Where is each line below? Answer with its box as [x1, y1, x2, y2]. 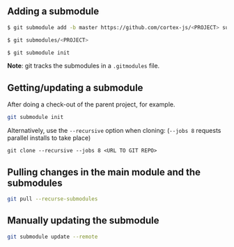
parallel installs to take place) [7, 134, 91, 142]
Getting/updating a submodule [7, 81, 143, 93]
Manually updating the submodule [7, 215, 159, 227]
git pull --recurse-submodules [7, 195, 98, 202]
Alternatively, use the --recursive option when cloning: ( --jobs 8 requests [7, 127, 221, 135]
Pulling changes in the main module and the [7, 166, 201, 178]
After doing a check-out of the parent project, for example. [7, 100, 175, 109]
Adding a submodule [7, 6, 100, 17]
